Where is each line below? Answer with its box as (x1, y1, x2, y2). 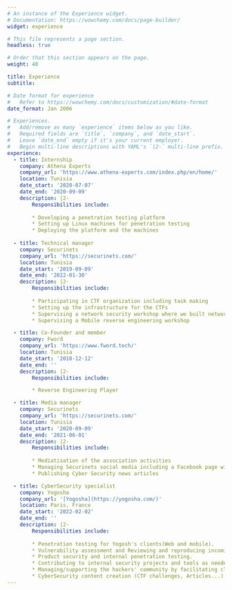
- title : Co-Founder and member (13, 329, 107, 336)
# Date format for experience (7, 92, 95, 99)
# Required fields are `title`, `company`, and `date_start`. (7, 131, 196, 138)
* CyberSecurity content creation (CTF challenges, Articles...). (32, 573, 227, 580)
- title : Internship (13, 156, 72, 163)
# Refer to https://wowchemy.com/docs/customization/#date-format (7, 98, 209, 106)
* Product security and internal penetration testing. (32, 553, 193, 560)
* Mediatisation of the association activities (32, 457, 171, 464)
